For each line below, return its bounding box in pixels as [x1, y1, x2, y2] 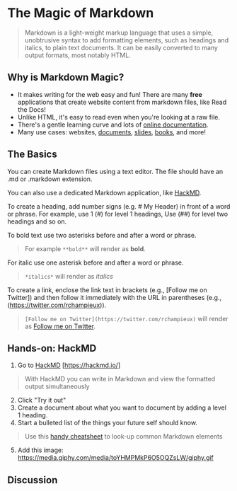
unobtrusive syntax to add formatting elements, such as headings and [24, 35, 229, 44]
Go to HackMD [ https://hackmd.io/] [17, 361, 121, 369]
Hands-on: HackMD [7, 342, 97, 354]
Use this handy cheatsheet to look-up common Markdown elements [24, 432, 223, 441]
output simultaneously [24, 382, 90, 391]
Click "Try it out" [17, 396, 67, 405]
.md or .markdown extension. [7, 175, 93, 183]
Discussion [7, 474, 58, 486]
